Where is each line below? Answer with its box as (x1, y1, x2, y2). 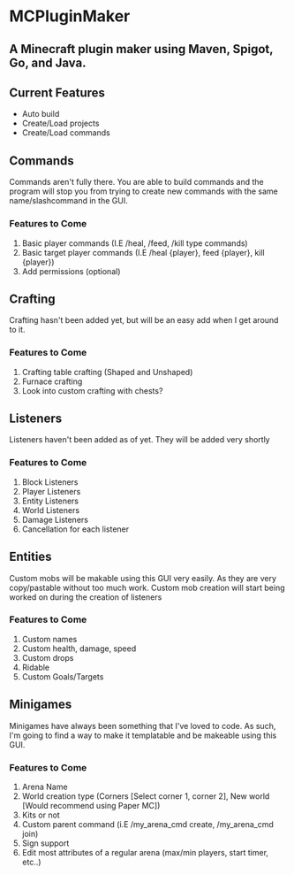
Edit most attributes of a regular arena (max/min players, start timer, (21, 847, 269, 857)
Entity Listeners (21, 495, 79, 506)
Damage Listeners (21, 514, 88, 525)
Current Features (9, 85, 106, 100)
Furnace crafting (21, 376, 83, 387)
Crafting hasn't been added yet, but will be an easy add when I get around (9, 315, 279, 326)
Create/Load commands (21, 127, 110, 138)
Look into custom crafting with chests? (21, 385, 163, 395)
